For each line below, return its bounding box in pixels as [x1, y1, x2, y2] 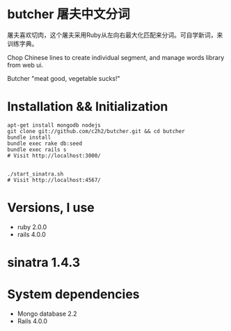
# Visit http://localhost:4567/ [7, 176, 101, 183]
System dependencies [7, 286, 140, 302]
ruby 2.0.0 [17, 222, 47, 231]
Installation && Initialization [7, 99, 168, 115]
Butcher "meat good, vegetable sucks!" [7, 74, 120, 82]
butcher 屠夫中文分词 [7, 6, 130, 22]
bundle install [7, 134, 51, 141]
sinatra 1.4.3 [7, 255, 81, 270]
